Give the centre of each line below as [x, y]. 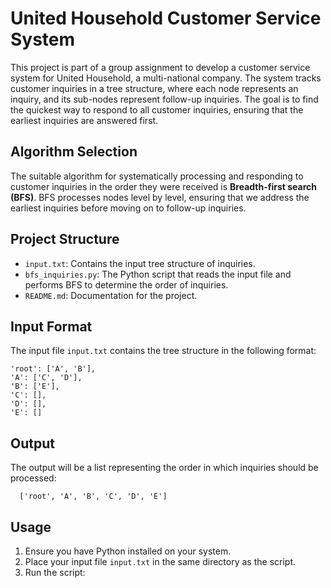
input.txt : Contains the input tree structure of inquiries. [140, 263]
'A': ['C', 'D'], [46, 378]
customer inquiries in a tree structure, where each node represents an [154, 88]
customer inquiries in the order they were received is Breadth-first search [163, 186]
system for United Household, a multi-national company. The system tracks [166, 78]
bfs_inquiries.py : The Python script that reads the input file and [158, 274]
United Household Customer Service [166, 18]
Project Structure [65, 239]
